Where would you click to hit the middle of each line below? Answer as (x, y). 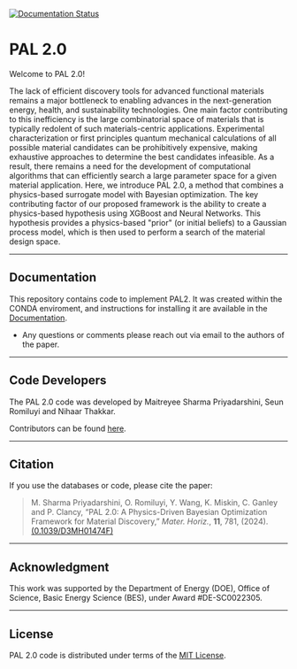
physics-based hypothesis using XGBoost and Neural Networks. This (135, 213)
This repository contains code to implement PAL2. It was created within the (146, 299)
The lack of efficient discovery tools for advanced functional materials (137, 91)
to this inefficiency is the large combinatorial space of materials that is (137, 119)
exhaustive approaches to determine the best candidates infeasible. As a (142, 157)
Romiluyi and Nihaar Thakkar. (63, 411)
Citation (32, 464)
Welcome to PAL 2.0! (47, 73)
